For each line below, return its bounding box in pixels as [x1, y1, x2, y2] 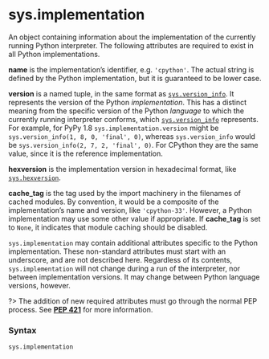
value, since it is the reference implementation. [8, 149, 163, 158]
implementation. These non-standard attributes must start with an [8, 247, 226, 256]
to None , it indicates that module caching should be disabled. [8, 222, 208, 232]
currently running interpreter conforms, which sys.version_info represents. [8, 114, 259, 124]
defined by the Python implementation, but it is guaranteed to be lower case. [8, 73, 262, 83]
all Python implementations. [8, 49, 100, 59]
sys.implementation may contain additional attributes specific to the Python [8, 238, 259, 247]
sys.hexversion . [8, 173, 62, 182]
